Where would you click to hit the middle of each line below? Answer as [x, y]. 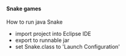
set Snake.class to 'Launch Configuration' [68, 47]
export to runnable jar [42, 40]
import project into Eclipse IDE [53, 34]
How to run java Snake [34, 22]
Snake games [24, 9]
